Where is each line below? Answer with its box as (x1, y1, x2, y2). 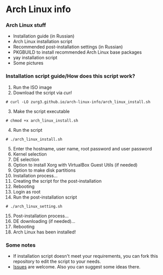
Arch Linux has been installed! (13, 229, 76, 235)
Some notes (6, 242, 36, 249)
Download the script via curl (13, 90, 72, 96)
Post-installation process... (13, 213, 69, 219)
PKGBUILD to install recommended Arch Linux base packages (13, 49, 142, 55)
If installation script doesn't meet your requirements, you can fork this (13, 253, 158, 259)
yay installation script (13, 55, 58, 61)
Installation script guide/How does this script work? (6, 72, 135, 80)
